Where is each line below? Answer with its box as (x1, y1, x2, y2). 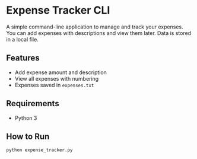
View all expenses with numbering (14, 75, 99, 82)
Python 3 (14, 114, 37, 122)
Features (6, 53, 40, 63)
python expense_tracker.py (6, 147, 73, 153)
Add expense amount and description (14, 69, 107, 76)
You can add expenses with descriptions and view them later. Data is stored (6, 29, 192, 36)
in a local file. (6, 36, 39, 43)
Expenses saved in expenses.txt (14, 81, 94, 88)
